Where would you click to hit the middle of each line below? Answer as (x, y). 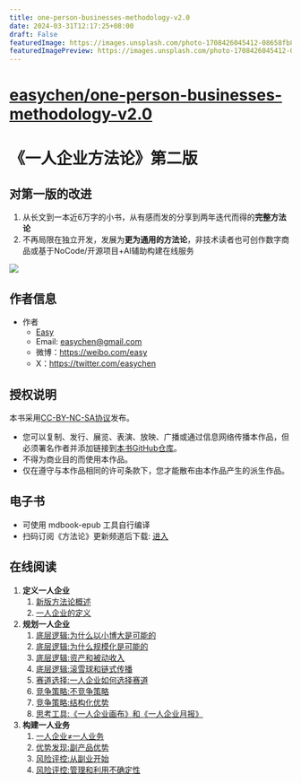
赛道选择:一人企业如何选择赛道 (92, 680)
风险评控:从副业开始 (72, 758)
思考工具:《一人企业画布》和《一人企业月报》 (119, 713)
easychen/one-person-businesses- (146, 96)
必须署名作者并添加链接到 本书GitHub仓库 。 (102, 448)
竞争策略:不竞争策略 (72, 691)
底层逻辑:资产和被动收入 (80, 657)
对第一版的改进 (51, 194)
